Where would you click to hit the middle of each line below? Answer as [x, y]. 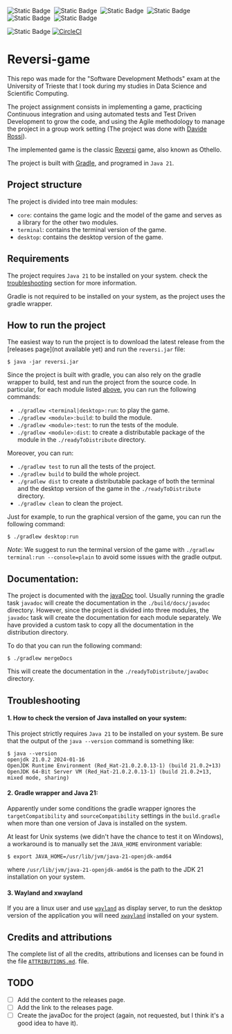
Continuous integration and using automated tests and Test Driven [102, 114]
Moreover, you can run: [41, 453]
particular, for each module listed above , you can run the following [102, 390]
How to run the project [56, 325]
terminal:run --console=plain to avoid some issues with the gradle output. [115, 557]
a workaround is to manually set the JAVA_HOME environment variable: [105, 844]
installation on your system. [46, 877]
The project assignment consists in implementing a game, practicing [105, 107]
